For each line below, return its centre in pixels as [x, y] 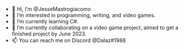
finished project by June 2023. [49, 34]
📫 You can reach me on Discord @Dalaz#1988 [69, 40]
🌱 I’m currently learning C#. [45, 21]
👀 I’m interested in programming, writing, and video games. [83, 15]
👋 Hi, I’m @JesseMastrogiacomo [51, 9]
